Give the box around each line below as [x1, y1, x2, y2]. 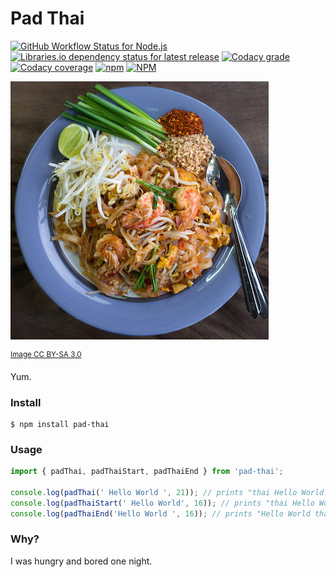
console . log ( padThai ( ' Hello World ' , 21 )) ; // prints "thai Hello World [10, 487, 325, 497]
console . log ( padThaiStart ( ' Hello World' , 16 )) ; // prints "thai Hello [10, 498, 315, 508]
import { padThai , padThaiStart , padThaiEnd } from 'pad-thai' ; [10, 467, 284, 477]
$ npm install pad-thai [10, 419, 110, 429]
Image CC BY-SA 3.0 [10, 349, 82, 359]
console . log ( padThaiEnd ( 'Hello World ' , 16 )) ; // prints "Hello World [10, 508, 311, 519]
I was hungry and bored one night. [10, 555, 153, 567]
